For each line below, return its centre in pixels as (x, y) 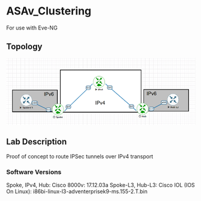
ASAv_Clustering (49, 11)
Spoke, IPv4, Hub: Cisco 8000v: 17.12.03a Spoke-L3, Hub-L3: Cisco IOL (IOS (100, 185)
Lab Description (37, 142)
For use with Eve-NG (32, 28)
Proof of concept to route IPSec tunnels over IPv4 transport (80, 156)
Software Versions (34, 172)
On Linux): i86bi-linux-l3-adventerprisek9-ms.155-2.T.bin (77, 191)
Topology (24, 47)
